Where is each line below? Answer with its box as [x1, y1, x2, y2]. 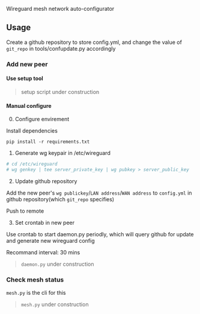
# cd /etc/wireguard [6, 161, 58, 168]
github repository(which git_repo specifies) [6, 195, 115, 203]
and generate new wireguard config [6, 237, 95, 244]
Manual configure [6, 102, 52, 109]
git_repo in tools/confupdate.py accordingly [6, 45, 116, 52]
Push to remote [6, 207, 44, 215]
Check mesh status [6, 275, 64, 284]
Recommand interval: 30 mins [6, 248, 80, 256]
